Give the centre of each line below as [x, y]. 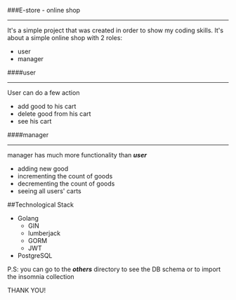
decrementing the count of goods [66, 183]
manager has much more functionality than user [77, 155]
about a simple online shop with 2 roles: [65, 38]
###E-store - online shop [44, 10]
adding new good [43, 169]
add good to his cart [47, 106]
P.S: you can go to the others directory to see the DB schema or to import [114, 269]
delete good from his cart [54, 114]
